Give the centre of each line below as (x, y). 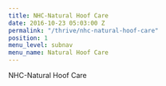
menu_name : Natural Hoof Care (59, 53)
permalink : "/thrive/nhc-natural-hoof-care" (83, 30)
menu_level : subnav (41, 45)
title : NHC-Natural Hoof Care (59, 16)
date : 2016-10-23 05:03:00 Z (57, 23)
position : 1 (28, 38)
